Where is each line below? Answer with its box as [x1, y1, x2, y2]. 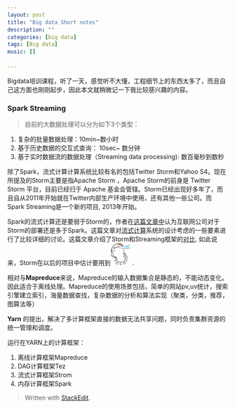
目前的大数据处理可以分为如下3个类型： [24, 120, 140, 129]
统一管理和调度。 [7, 323, 57, 332]
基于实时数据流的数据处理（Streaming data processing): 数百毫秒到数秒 [17, 153, 224, 161]
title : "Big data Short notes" [7, 18, 99, 26]
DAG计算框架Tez [17, 362, 66, 371]
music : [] [7, 48, 36, 55]
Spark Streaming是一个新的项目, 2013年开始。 [7, 203, 141, 211]
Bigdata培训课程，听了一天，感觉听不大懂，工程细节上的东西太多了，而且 [7, 76, 220, 85]
